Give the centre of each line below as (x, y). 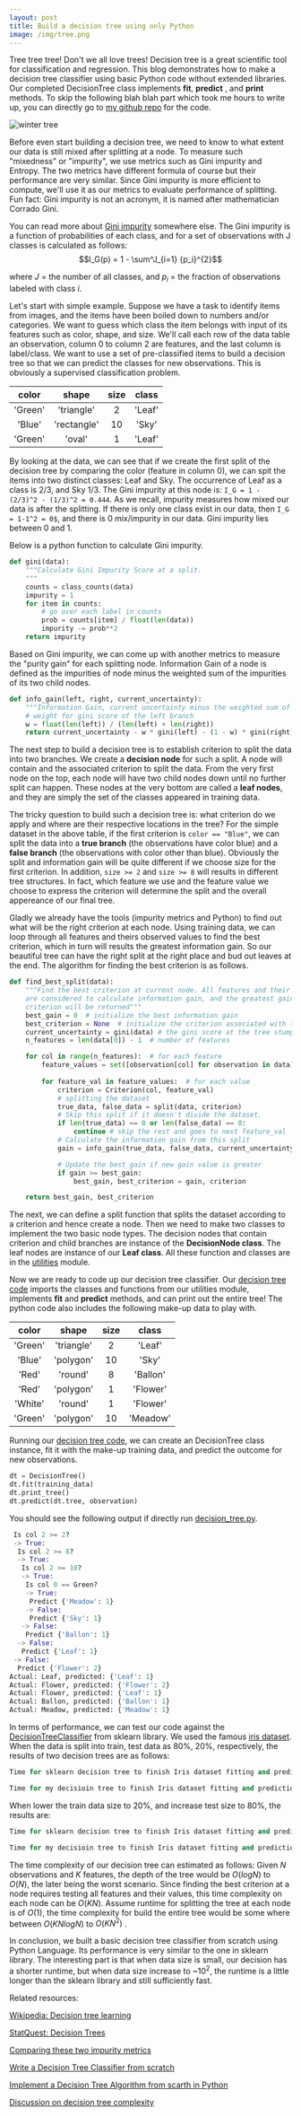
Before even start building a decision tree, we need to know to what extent (146, 142)
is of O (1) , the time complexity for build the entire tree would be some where (150, 1912)
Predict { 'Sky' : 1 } (65, 1618)
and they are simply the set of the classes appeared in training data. (135, 797)
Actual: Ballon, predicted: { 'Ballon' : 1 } (90, 1701)
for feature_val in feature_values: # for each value (146, 1081)
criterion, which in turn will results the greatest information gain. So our (140, 947)
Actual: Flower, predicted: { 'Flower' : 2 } (90, 1685)
